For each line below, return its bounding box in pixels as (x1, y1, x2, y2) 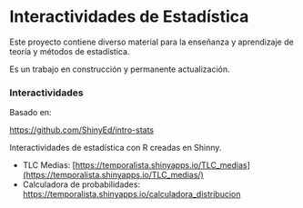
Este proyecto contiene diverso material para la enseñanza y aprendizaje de (9, 36, 294, 47)
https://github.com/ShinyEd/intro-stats (9, 124, 155, 135)
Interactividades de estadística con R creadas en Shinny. (9, 143, 222, 154)
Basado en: (9, 107, 52, 118)
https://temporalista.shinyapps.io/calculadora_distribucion (22, 189, 241, 200)
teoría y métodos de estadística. (9, 45, 130, 56)
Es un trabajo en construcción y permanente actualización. (9, 64, 230, 74)
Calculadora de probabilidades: (22, 179, 141, 190)
